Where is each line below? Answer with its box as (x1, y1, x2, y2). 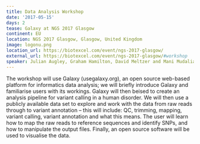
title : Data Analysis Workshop (6, 8, 84, 15)
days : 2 (6, 20, 26, 26)
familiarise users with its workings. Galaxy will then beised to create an (6, 87, 180, 95)
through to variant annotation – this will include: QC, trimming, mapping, (6, 107, 182, 114)
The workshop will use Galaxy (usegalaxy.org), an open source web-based (6, 75, 190, 82)
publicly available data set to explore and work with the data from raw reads (6, 100, 192, 107)
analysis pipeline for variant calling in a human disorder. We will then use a (6, 93, 189, 101)
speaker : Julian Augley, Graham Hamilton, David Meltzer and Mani (6, 58, 174, 64)
